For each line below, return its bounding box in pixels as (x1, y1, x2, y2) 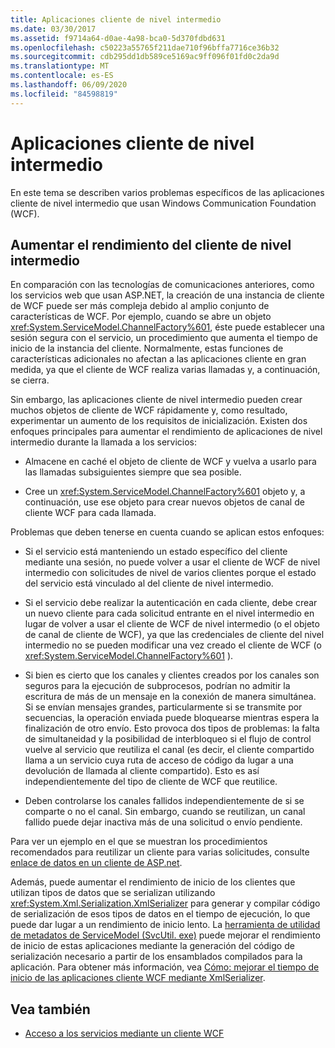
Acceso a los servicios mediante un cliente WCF (24, 1027, 225, 1040)
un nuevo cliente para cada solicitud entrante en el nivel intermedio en (24, 607, 315, 620)
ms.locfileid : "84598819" (10, 89, 118, 99)
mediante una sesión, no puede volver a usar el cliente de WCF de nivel (24, 556, 321, 568)
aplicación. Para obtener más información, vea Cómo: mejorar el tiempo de (10, 961, 320, 973)
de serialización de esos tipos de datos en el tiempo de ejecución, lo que (10, 908, 311, 920)
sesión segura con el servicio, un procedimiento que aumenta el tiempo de (10, 332, 318, 344)
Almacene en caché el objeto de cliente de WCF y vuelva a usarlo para (24, 456, 317, 468)
